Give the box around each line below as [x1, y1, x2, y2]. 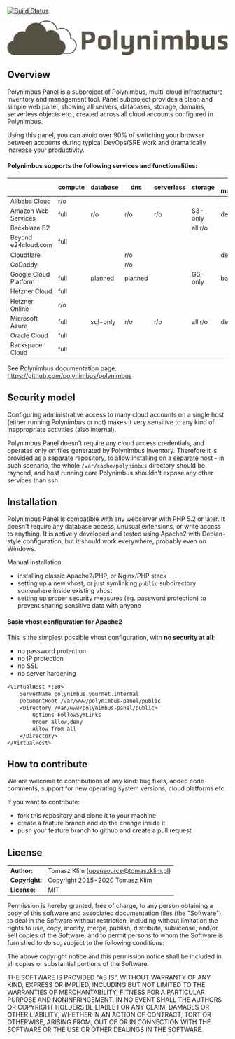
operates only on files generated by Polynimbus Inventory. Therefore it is [7, 446, 218, 454]
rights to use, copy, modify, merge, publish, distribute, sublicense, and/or [7, 923, 218, 932]
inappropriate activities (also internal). [7, 425, 117, 433]
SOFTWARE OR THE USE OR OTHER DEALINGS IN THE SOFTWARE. [7, 1025, 204, 1033]
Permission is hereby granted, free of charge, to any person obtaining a [7, 901, 213, 909]
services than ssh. [7, 476, 60, 484]
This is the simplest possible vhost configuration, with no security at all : [7, 633, 215, 641]
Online [10, 305, 29, 313]
